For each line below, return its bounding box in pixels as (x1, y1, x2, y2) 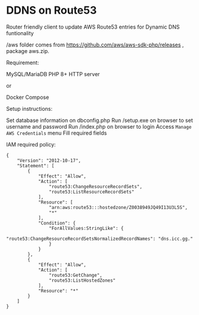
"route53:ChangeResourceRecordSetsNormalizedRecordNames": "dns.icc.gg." (6, 236, 194, 242)
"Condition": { (38, 220, 76, 226)
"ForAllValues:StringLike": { (48, 225, 124, 231)
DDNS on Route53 (6, 4, 97, 17)
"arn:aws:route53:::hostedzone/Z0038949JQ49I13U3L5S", (48, 204, 188, 210)
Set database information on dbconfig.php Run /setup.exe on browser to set (6, 117, 193, 124)
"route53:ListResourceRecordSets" (48, 189, 135, 195)
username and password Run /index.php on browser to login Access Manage (6, 123, 192, 130)
